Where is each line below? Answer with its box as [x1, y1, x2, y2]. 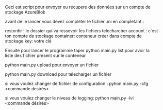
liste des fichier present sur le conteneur [5, 53, 86, 58]
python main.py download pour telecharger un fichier [5, 71, 112, 77]
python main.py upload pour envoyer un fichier [5, 62, 99, 68]
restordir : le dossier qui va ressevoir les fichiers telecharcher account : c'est [5, 28, 158, 33]
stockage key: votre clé [5, 38, 52, 44]
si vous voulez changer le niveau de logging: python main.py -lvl [5, 95, 134, 101]
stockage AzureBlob [5, 9, 46, 15]
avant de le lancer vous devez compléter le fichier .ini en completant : [5, 19, 144, 24]
